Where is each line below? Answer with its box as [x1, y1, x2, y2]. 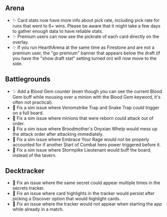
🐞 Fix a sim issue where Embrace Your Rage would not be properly [12, 136, 150, 142]
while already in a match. [12, 207, 64, 213]
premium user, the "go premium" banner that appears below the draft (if [12, 50, 161, 56]
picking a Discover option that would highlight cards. [12, 196, 121, 202]
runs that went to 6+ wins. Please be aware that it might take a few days [12, 22, 161, 29]
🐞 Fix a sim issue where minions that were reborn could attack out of [12, 115, 154, 121]
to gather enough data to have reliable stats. [12, 28, 104, 34]
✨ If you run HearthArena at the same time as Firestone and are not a [12, 44, 155, 50]
